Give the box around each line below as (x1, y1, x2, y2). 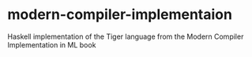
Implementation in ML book (7, 40, 96, 49)
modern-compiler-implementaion (7, 6, 232, 24)
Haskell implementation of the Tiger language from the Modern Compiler (7, 32, 244, 41)
